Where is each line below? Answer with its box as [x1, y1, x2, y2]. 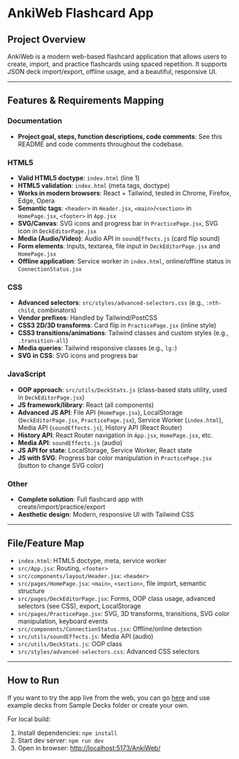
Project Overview [7, 33, 86, 46]
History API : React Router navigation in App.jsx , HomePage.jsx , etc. [17, 431, 213, 439]
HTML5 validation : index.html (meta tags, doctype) [17, 181, 171, 189]
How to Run [7, 674, 60, 686]
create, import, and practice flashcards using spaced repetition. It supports [7, 60, 228, 68]
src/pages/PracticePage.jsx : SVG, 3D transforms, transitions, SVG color [17, 609, 230, 617]
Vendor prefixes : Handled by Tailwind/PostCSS [17, 313, 158, 322]
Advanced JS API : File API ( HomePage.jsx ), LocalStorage [17, 408, 183, 417]
